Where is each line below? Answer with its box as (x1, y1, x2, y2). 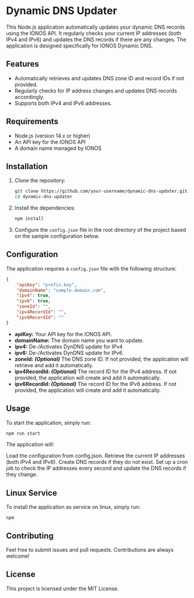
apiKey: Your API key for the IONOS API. (14, 330, 112, 337)
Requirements (6, 117, 58, 127)
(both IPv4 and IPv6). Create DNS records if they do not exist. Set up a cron (6, 459, 188, 466)
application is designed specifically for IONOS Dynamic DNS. (6, 42, 153, 49)
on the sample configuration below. (14, 233, 100, 240)
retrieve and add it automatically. (14, 361, 93, 368)
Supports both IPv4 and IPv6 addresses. (14, 100, 112, 107)
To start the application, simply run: (6, 419, 92, 426)
